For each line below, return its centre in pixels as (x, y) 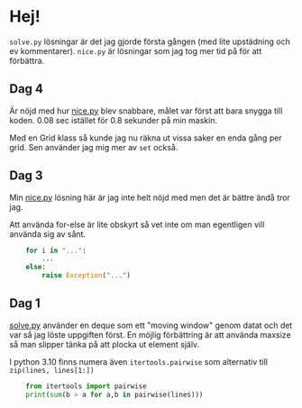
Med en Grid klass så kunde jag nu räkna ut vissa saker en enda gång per (146, 138)
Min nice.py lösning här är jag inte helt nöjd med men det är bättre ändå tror (150, 197)
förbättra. (27, 60)
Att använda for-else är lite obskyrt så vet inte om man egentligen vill (137, 224)
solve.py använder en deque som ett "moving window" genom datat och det (151, 325)
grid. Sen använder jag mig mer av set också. (94, 147)
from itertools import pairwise (86, 386)
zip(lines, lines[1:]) (52, 370)
